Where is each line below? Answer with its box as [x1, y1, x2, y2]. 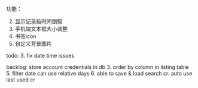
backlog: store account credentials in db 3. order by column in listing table [6, 64, 190, 70]
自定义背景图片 [14, 40, 52, 47]
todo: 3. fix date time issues [6, 52, 75, 59]
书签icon [14, 33, 36, 40]
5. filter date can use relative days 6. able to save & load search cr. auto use [6, 70, 193, 77]
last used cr [6, 76, 35, 83]
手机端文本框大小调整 [14, 26, 68, 32]
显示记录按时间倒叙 [14, 18, 63, 25]
